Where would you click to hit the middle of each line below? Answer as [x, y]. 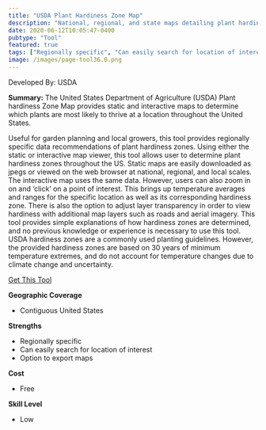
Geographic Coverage [45, 295]
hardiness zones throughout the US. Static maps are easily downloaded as [130, 163]
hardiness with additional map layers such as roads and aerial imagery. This [132, 214]
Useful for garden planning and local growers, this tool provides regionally [129, 138]
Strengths [25, 325]
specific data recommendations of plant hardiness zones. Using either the [129, 147]
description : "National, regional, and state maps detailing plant [122, 23]
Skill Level [25, 404]
